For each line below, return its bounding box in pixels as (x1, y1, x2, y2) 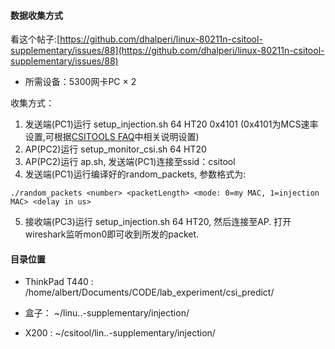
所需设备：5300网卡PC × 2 (24, 76, 137, 88)
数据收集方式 (10, 9, 63, 21)
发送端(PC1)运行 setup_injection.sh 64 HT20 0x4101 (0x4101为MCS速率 (24, 118, 319, 130)
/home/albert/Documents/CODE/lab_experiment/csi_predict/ (24, 286, 275, 299)
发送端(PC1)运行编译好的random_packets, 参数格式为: (24, 168, 247, 180)
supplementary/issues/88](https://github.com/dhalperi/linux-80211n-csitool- (10, 45, 325, 57)
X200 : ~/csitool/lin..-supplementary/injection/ (24, 327, 216, 339)
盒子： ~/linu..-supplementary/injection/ (24, 307, 190, 319)
